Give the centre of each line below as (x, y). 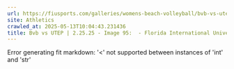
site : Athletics (31, 20)
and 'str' (19, 60)
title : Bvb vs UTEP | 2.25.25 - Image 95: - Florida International (109, 33)
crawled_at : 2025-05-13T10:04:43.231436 (67, 26)
